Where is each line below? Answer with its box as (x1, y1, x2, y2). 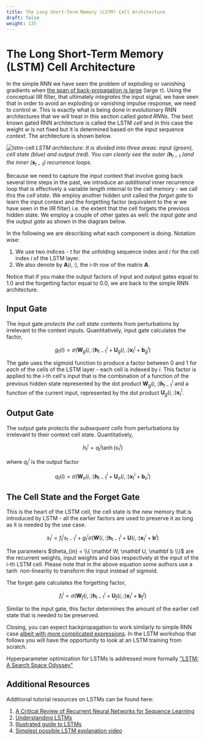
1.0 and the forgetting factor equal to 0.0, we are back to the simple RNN (6, 279, 188, 287)
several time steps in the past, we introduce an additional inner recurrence (6, 179, 195, 186)
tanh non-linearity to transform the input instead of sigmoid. (6, 567, 158, 574)
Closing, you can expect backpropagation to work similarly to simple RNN (6, 623, 192, 631)
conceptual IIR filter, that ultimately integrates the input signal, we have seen (6, 93, 199, 101)
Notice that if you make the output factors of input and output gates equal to (6, 272, 199, 280)
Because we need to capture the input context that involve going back (6, 172, 184, 179)
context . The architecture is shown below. (6, 133, 112, 140)
